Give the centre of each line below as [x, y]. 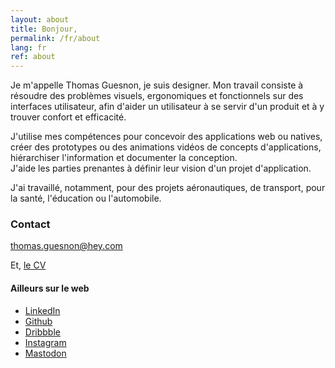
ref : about [33, 57]
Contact [30, 224]
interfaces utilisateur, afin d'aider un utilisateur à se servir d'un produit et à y [167, 107]
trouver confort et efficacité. [68, 117]
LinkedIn [42, 310]
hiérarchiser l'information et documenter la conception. [124, 158]
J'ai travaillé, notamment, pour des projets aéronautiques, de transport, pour [168, 188]
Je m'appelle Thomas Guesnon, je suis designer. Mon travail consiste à [157, 85]
